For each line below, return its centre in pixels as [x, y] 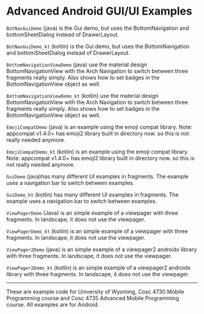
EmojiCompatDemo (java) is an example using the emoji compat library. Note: [99, 127]
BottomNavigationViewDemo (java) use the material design [77, 65]
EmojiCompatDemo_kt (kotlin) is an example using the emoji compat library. [98, 152]
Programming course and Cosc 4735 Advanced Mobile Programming [93, 298]
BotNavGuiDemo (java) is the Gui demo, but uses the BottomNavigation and [98, 28]
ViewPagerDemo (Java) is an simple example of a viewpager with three [92, 213]
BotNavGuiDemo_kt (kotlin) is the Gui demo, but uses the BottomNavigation [98, 46]
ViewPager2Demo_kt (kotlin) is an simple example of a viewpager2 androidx [99, 267]
